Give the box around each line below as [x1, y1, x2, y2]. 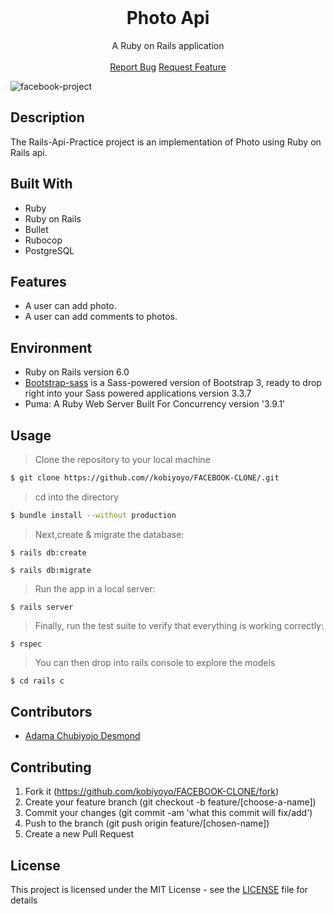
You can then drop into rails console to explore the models [34, 656, 276, 668]
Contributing [10, 759, 92, 776]
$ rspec [10, 639, 43, 649]
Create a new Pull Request [24, 828, 135, 840]
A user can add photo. [24, 300, 117, 312]
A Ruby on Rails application [111, 39, 225, 51]
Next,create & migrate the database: [34, 528, 185, 540]
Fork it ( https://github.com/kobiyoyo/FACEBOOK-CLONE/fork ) [24, 786, 280, 798]
